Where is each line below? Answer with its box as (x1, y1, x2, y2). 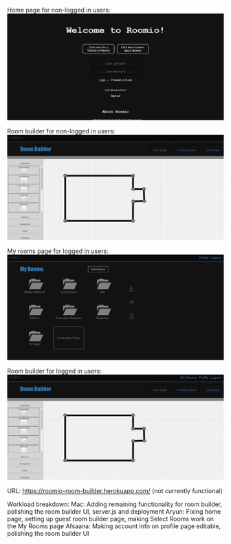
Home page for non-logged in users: (7, 6, 111, 14)
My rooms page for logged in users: (7, 247, 109, 255)
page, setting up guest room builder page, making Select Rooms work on (7, 515, 214, 523)
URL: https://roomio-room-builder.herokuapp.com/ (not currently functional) (7, 487, 223, 495)
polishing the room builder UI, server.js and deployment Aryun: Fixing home (7, 508, 221, 516)
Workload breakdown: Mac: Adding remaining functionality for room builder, (7, 500, 223, 508)
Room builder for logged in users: (7, 367, 102, 375)
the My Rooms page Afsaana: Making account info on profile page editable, (7, 522, 221, 530)
